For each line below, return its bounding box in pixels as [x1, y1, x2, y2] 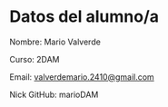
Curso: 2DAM [9, 53, 60, 64]
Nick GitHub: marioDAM [9, 89, 99, 100]
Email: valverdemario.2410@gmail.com [9, 71, 154, 83]
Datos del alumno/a [9, 6, 160, 27]
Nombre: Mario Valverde [9, 36, 102, 47]
